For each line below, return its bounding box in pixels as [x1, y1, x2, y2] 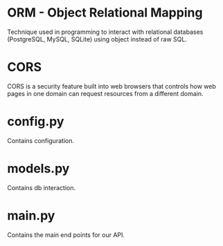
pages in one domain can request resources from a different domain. [7, 89, 204, 97]
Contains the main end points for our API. [7, 230, 125, 239]
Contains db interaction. [7, 183, 76, 191]
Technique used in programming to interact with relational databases [7, 28, 204, 36]
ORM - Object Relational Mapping [7, 5, 203, 21]
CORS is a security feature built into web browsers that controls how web [7, 82, 217, 91]
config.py [7, 114, 64, 129]
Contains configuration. [7, 136, 75, 144]
